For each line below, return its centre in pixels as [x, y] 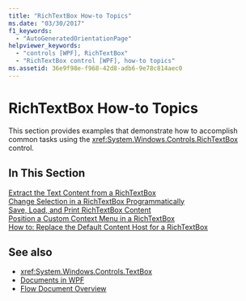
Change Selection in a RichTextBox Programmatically [96, 201]
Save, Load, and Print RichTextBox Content [80, 210]
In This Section [47, 173]
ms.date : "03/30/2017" [47, 23]
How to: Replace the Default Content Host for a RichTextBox [108, 227]
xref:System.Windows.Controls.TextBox [86, 272]
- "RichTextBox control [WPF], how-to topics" [95, 61]
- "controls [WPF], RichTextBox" [72, 53]
